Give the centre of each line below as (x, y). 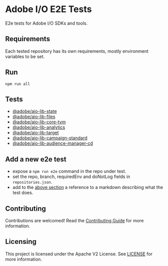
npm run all (18, 84)
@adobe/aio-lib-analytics (39, 127)
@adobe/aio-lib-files (34, 117)
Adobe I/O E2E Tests (48, 9)
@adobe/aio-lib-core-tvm (39, 122)
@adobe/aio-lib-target (36, 133)
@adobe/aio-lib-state (35, 111)
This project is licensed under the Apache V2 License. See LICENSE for (79, 254)
